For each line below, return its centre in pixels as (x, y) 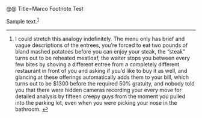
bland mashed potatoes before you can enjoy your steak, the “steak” (100, 51)
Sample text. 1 (23, 21)
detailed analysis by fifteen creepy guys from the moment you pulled (100, 96)
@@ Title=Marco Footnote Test (45, 9)
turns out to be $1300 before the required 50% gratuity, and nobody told (105, 83)
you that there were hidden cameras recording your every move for (98, 90)
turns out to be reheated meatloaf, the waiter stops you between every (103, 58)
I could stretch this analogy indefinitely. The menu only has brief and (100, 39)
